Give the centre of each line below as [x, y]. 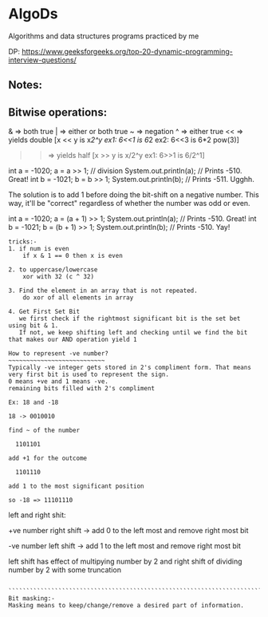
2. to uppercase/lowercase [53, 270]
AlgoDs [33, 14]
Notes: [25, 85]
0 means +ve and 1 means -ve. [59, 382]
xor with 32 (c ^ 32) [58, 277]
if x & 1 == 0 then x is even [73, 256]
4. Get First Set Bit [44, 312]
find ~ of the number [44, 431]
